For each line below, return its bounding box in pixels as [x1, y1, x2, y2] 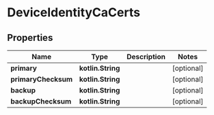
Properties [7, 32, 53, 44]
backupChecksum [10, 97, 72, 106]
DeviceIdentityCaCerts [7, 5, 141, 20]
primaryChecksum [10, 75, 73, 84]
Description [126, 52, 166, 61]
